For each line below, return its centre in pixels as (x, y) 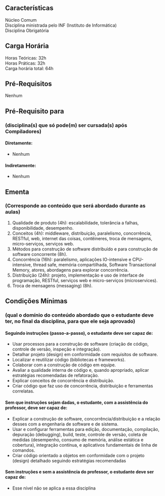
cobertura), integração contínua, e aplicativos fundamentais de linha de (85, 445)
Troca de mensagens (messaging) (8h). (52, 285)
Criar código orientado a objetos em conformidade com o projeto (78, 455)
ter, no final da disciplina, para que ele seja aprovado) (70, 321)
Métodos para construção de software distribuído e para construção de (85, 249)
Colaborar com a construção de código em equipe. (64, 365)
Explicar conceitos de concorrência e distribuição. (63, 381)
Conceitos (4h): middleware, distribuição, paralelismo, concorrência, (82, 233)
